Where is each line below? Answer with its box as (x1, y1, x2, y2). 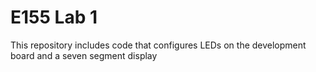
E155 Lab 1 (10, 6, 98, 29)
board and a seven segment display (10, 49, 158, 61)
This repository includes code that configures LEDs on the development (10, 39, 307, 51)
